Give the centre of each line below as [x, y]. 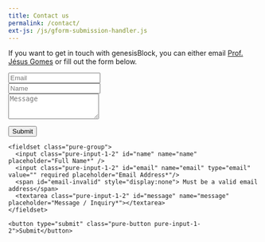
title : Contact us [39, 16]
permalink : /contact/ [44, 23]
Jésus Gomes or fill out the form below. [73, 61]
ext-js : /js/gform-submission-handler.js [78, 30]
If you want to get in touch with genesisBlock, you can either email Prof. [126, 54]
